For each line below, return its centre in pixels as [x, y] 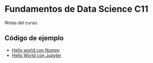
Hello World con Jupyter [37, 55]
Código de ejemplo [34, 38]
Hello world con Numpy [36, 50]
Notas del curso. [21, 23]
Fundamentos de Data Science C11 [76, 9]
